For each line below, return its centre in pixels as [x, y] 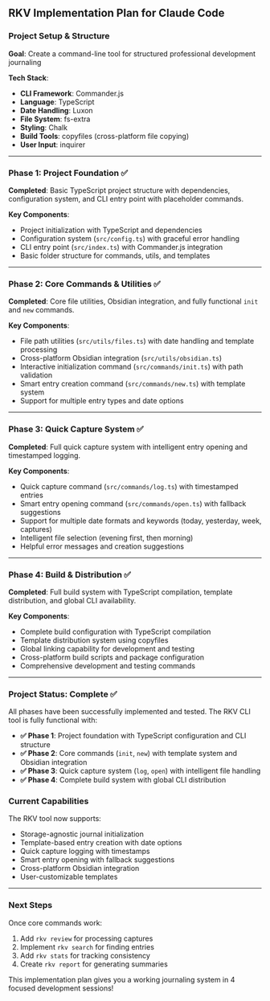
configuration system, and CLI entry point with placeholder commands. [126, 198]
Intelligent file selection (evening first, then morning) [106, 537]
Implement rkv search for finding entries [87, 946]
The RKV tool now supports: [55, 819]
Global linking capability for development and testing [107, 648]
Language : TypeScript [57, 102]
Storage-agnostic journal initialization [82, 834]
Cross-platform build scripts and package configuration [112, 657]
